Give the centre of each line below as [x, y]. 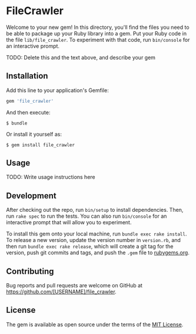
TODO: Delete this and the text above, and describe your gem [81, 57]
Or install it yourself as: [34, 134]
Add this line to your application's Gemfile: [57, 90]
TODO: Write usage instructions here [51, 177]
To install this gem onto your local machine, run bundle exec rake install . [97, 234]
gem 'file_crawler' [30, 101]
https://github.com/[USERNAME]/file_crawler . [61, 292]
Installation [27, 76]
